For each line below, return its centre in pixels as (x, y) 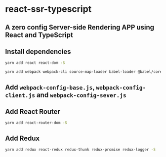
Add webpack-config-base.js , (50, 87)
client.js (20, 95)
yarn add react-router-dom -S (36, 123)
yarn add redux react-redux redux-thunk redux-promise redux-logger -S (80, 150)
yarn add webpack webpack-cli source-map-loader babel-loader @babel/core (84, 72)
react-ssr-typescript (48, 9)
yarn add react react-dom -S (35, 63)
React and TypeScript (39, 35)
